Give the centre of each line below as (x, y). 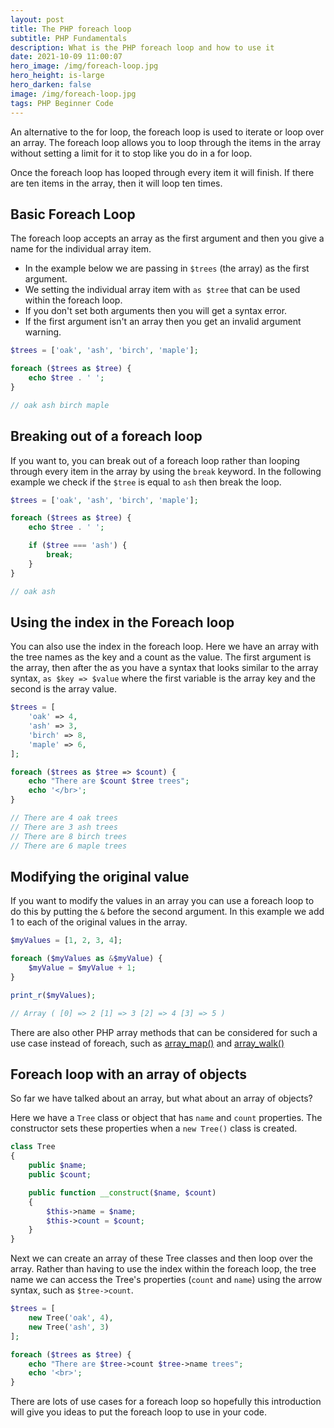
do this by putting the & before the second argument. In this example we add (167, 912)
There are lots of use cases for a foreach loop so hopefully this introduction (166, 1402)
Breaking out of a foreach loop (106, 436)
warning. (43, 332)
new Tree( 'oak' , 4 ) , (71, 1318)
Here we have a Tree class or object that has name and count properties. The (166, 1118)
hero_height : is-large (57, 76)
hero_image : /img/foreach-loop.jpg (84, 66)
